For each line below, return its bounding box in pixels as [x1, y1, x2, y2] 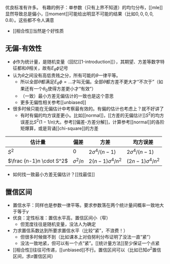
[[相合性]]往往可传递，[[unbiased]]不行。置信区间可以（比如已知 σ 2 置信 [12, 246, 161, 253]
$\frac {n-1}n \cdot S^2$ [8, 157, 69, 164]
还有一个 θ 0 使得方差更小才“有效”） [24, 86, 96, 93]
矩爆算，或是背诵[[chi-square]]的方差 [20, 125, 99, 131]
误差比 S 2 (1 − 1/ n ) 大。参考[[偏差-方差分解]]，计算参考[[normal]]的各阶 [20, 118, 165, 125]
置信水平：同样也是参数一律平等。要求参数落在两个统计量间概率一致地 [12, 202, 160, 208]
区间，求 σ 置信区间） [12, 253, 56, 259]
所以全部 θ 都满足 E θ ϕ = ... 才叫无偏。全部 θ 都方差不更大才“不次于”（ [20, 78, 159, 86]
